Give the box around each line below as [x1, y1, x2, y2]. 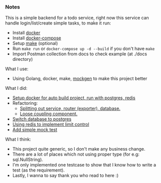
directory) [12, 56, 33, 62]
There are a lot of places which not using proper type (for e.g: [12, 151, 140, 158]
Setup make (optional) [12, 40, 58, 46]
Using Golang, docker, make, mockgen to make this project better [12, 76, 148, 82]
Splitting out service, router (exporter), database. [19, 106, 121, 112]
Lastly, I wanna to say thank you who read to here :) [12, 173, 119, 179]
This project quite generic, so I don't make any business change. [12, 146, 146, 152]
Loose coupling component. [19, 111, 78, 117]
